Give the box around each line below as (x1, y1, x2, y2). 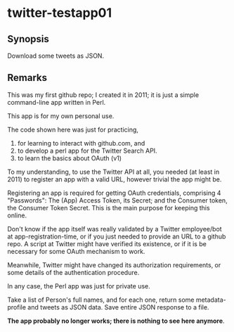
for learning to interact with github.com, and (17, 139, 145, 147)
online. (7, 211, 27, 219)
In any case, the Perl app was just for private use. (7, 281, 151, 290)
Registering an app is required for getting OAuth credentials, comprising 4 (7, 189, 221, 197)
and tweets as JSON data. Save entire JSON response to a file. (27, 302, 209, 311)
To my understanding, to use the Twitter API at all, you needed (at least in (7, 167, 220, 176)
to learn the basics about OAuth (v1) (17, 153, 122, 162)
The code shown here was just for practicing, (7, 125, 139, 134)
